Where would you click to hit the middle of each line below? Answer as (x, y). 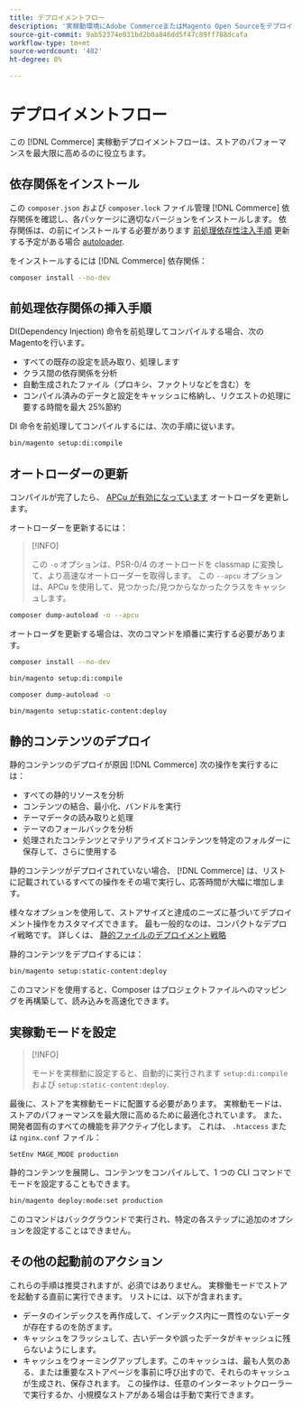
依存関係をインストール (74, 185)
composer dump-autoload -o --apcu (74, 616)
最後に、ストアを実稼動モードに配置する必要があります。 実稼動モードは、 (148, 1103)
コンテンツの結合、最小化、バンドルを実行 (102, 806)
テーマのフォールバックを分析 (78, 829)
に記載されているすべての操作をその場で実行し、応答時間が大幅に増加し (143, 882)
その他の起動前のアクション (86, 1261)
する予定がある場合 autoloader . (67, 241)
